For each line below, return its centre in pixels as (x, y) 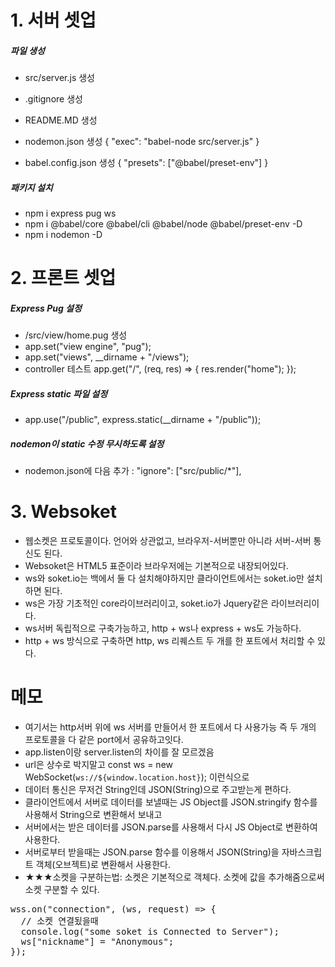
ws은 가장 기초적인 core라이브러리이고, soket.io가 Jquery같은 (146, 603)
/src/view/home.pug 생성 (76, 335)
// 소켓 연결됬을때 (59, 921)
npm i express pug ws (70, 213)
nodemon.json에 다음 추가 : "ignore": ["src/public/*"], (133, 471)
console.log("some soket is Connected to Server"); (150, 932)
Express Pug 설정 (46, 308)
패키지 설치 (31, 187)
